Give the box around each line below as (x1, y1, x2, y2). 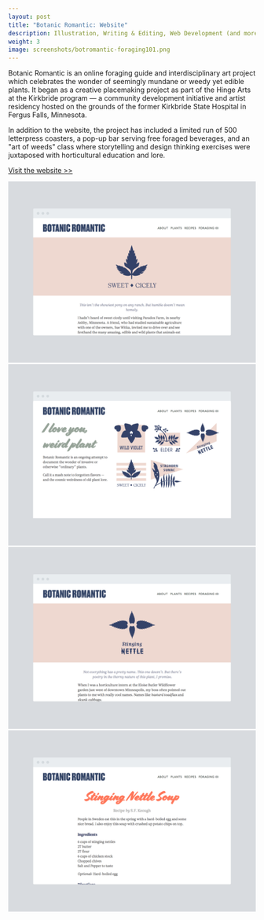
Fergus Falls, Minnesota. (8, 110, 88, 120)
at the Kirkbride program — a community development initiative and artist (8, 94, 246, 103)
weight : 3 (8, 38, 41, 46)
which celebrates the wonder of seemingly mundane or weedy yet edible (8, 77, 245, 86)
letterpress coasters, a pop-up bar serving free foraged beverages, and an (8, 134, 250, 143)
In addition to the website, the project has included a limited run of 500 (8, 126, 237, 135)
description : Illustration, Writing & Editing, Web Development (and (8, 29, 241, 37)
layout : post (8, 13, 51, 20)
